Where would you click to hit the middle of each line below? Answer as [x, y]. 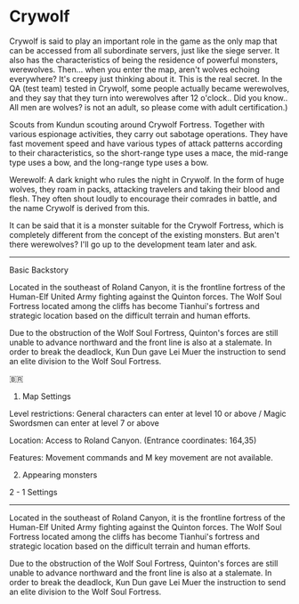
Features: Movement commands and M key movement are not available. [141, 457]
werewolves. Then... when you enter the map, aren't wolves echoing [134, 69]
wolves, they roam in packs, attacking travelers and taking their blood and [145, 189]
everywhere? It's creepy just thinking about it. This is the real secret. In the [146, 78]
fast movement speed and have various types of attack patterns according [146, 143]
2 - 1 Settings [33, 492]
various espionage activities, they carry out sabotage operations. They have [149, 134]
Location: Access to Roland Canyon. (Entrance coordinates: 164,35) [133, 440]
